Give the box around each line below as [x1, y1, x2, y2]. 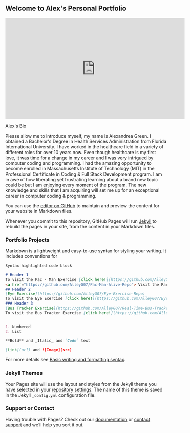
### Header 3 [5, 301, 33, 306]
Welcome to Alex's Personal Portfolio [5, 4, 126, 13]
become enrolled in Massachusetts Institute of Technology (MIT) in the [5, 165, 155, 171]
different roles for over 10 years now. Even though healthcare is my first [5, 149, 156, 155]
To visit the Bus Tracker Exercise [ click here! [5, 310, 111, 315]
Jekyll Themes [5, 370, 43, 377]
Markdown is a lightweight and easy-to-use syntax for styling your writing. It [5, 248, 166, 254]
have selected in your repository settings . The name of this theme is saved [5, 386, 163, 393]
